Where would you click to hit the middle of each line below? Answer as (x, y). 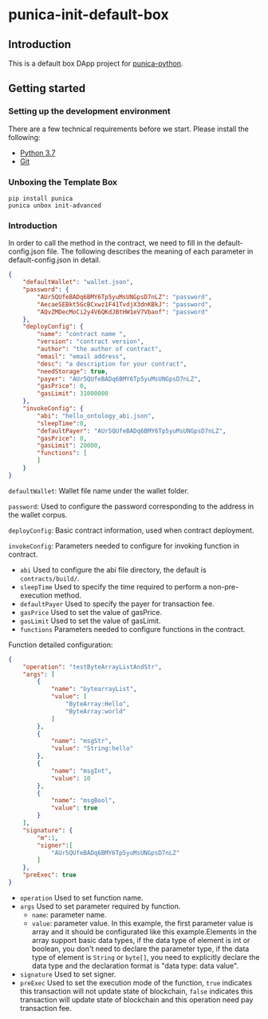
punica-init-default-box (89, 15)
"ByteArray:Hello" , (97, 704)
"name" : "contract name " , (82, 334)
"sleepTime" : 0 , (62, 423)
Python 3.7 (37, 153)
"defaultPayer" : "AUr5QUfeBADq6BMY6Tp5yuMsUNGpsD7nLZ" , (132, 431)
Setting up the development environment (90, 111)
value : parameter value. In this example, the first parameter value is (142, 923)
